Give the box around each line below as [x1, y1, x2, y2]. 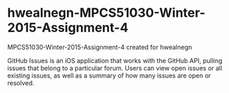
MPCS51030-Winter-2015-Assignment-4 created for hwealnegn [7, 43, 192, 51]
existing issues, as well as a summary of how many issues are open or [7, 71, 211, 80]
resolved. [7, 78, 35, 87]
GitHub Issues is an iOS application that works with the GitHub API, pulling [7, 56, 223, 64]
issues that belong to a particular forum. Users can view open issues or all [7, 64, 223, 72]
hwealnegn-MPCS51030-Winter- [7, 5, 206, 21]
